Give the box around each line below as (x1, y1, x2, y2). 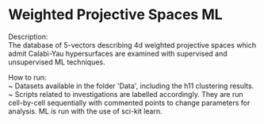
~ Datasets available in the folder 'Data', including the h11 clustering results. (8, 81, 254, 91)
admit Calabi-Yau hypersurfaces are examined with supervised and (8, 48, 228, 58)
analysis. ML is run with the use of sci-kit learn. (8, 106, 163, 116)
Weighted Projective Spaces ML (8, 6, 224, 24)
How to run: (8, 72, 47, 82)
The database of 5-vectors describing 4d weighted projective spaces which (8, 40, 256, 49)
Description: (8, 32, 48, 41)
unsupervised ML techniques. (8, 57, 105, 67)
